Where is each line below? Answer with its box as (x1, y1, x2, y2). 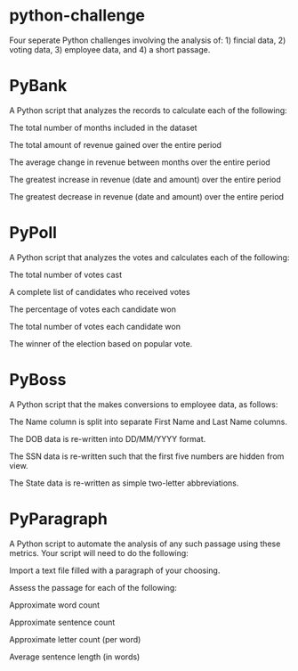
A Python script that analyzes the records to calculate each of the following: (9, 104, 287, 116)
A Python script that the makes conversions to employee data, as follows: (9, 398, 278, 410)
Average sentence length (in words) (9, 651, 141, 662)
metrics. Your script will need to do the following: (9, 547, 189, 558)
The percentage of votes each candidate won (9, 304, 176, 315)
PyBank (9, 76, 68, 96)
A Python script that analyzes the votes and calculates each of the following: (9, 251, 290, 263)
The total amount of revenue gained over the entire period (9, 139, 222, 150)
